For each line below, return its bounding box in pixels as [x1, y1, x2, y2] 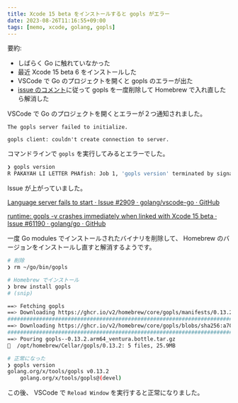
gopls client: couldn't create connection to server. [7, 136, 170, 143]
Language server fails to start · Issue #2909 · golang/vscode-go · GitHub [7, 198, 220, 206]
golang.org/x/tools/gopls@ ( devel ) [20, 375, 122, 382]
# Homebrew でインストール [7, 276, 79, 284]
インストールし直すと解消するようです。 [38, 243, 156, 252]
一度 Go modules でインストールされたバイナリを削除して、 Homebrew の [7, 234, 224, 243]
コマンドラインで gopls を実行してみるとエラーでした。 [7, 150, 169, 158]
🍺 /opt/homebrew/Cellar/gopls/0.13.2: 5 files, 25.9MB [7, 342, 176, 349]
